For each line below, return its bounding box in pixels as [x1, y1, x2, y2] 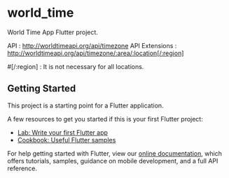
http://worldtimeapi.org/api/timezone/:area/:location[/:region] [7, 49, 184, 57]
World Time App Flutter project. [7, 28, 98, 36]
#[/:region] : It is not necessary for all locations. [7, 62, 144, 71]
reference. [7, 164, 37, 172]
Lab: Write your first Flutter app [17, 128, 109, 137]
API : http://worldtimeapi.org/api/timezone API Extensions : [7, 41, 177, 50]
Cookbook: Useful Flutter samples [17, 135, 116, 144]
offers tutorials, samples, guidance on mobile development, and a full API [7, 156, 218, 165]
